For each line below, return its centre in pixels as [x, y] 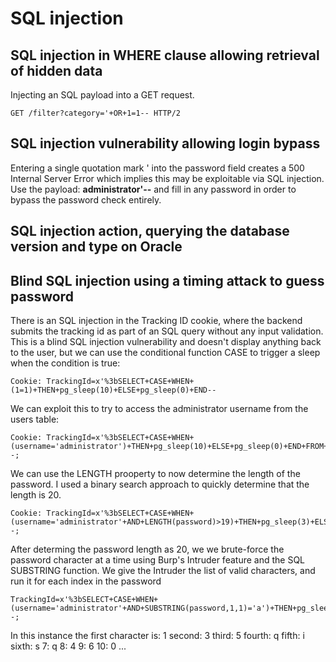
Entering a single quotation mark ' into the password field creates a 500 [157, 168]
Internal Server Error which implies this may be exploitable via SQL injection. [167, 178]
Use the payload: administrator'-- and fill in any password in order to [153, 189]
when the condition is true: [65, 363]
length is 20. [36, 495]
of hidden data [56, 70]
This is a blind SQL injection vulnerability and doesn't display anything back [166, 342]
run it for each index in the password [86, 581]
